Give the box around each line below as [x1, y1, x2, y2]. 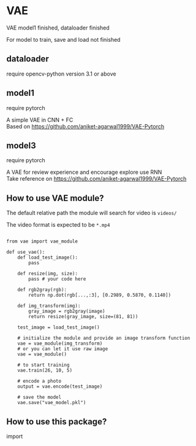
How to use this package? [6, 416, 107, 427]
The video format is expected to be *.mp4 [6, 221, 110, 229]
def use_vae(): [6, 249, 45, 256]
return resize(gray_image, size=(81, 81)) [28, 314, 138, 320]
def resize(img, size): [17, 271, 78, 277]
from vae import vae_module [6, 238, 78, 245]
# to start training [17, 362, 70, 369]
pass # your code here [28, 276, 86, 283]
